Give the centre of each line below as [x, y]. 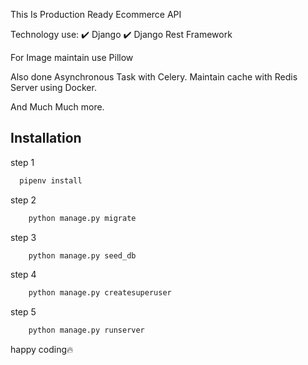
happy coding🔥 [42, 350]
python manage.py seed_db [82, 255]
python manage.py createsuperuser [100, 293]
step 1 [22, 162]
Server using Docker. [53, 87]
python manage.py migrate [82, 218]
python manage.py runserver [86, 330]
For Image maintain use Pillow [72, 57]
